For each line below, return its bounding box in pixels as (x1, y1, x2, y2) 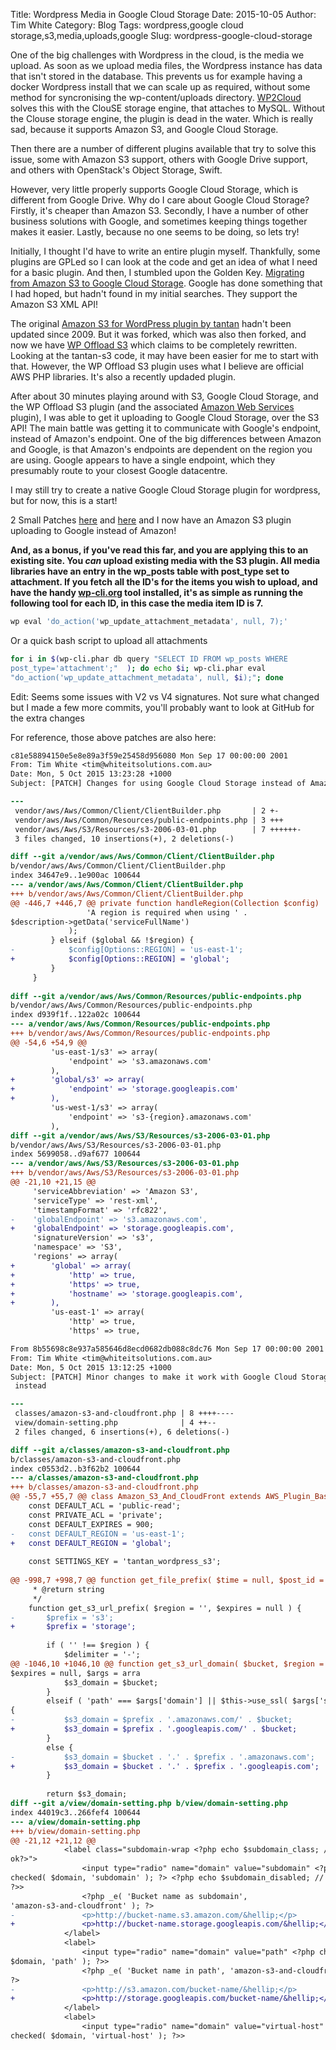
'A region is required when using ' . (86, 907, 248, 918)
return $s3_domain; (46, 1789, 128, 1799)
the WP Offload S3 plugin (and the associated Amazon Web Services (10, 401, 295, 413)
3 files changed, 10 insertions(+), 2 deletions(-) (14, 834, 235, 844)
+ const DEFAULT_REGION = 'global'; (10, 1538, 172, 1548)
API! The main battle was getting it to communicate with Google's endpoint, (10, 422, 322, 434)
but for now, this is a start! (10, 495, 118, 506)
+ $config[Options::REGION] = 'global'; (10, 954, 230, 964)
